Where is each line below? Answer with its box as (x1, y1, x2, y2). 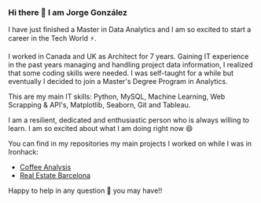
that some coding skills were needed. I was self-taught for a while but (8, 68, 234, 78)
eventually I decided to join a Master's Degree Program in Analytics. (8, 77, 228, 86)
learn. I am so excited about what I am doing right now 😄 (8, 124, 193, 133)
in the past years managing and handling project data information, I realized (8, 60, 253, 70)
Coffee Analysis (19, 162, 72, 172)
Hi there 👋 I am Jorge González (8, 7, 128, 18)
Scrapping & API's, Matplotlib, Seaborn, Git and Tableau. (8, 100, 191, 110)
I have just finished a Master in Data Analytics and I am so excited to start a (8, 25, 252, 34)
